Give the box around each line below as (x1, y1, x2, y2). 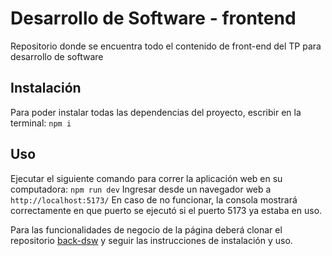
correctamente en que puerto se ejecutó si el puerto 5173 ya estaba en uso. (10, 204, 323, 216)
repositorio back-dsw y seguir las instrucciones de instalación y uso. (10, 234, 293, 246)
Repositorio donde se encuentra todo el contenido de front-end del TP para (10, 40, 322, 52)
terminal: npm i (10, 117, 72, 129)
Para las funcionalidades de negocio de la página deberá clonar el (10, 223, 283, 236)
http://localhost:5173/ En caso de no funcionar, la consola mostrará (10, 193, 298, 206)
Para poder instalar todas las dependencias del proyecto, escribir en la (10, 106, 302, 118)
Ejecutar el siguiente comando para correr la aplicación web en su (10, 172, 283, 184)
